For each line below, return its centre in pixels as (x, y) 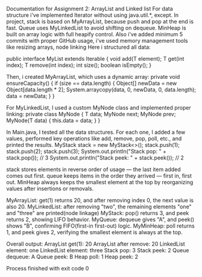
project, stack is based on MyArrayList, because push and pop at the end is (100, 21)
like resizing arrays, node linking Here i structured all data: (78, 47)
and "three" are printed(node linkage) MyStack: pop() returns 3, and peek (98, 213)
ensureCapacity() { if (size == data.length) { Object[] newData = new (92, 83)
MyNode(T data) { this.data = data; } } (53, 120)
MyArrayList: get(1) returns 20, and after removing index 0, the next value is (100, 200)
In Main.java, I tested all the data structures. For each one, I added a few (96, 132)
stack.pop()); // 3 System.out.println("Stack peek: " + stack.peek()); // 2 (95, 158)
